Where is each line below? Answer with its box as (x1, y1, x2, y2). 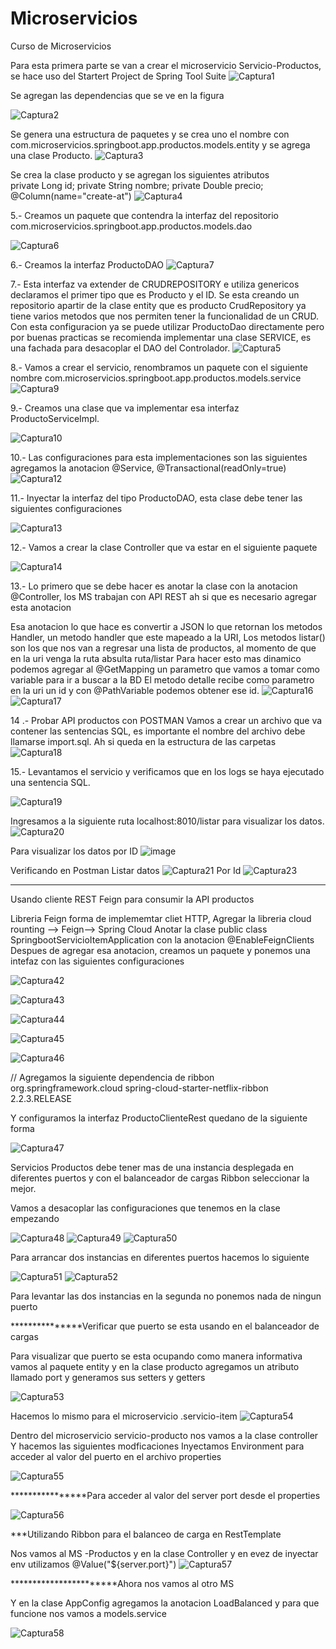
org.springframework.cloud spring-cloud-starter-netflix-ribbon (10, 1082, 269, 1094)
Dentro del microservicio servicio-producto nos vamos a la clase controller (10, 1429, 319, 1441)
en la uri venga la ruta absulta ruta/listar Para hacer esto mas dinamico (10, 652, 302, 664)
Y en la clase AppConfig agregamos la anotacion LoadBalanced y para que (10, 1597, 320, 1609)
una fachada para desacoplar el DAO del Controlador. (10, 342, 231, 354)
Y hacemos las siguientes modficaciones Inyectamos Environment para (10, 1440, 305, 1452)
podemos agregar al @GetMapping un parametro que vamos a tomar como (10, 663, 320, 675)
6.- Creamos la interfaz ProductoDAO (10, 258, 165, 271)
